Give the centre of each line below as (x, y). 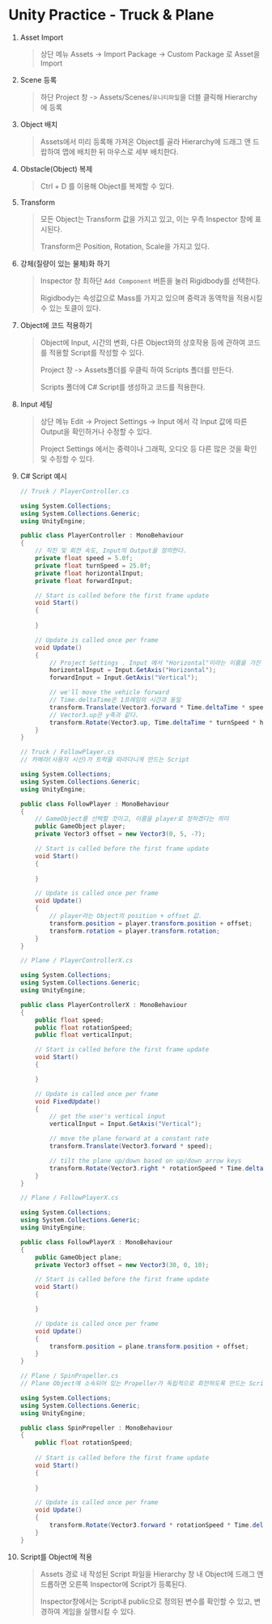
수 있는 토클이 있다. (70, 308)
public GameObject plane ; (79, 1257)
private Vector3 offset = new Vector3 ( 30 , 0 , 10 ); (122, 1265)
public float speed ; (70, 1020)
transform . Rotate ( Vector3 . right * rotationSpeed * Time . (147, 1168)
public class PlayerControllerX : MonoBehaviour (104, 1005)
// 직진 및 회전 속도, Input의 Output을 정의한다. (111, 551)
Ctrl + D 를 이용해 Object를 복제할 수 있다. (107, 186)
